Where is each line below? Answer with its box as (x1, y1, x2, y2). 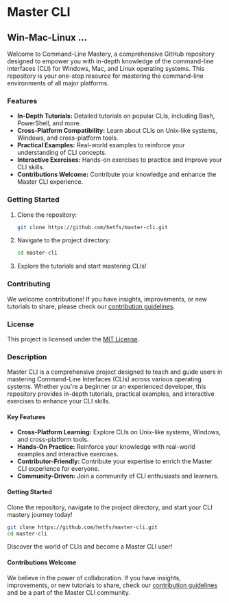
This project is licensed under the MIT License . (7, 335, 140, 343)
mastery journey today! (7, 510, 73, 518)
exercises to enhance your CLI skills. (7, 397, 111, 405)
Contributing (7, 279, 51, 289)
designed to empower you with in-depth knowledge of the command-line (7, 57, 214, 65)
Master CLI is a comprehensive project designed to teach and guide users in (7, 368, 223, 376)
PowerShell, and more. (16, 119, 82, 127)
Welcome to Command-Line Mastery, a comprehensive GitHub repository (7, 50, 215, 58)
